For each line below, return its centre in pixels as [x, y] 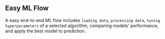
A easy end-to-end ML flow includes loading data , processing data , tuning [83, 20]
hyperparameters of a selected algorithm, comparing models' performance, [82, 25]
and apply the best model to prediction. [46, 31]
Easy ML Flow [27, 8]
